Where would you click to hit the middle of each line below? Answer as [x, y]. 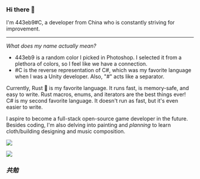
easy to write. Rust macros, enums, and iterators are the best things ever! [96, 94]
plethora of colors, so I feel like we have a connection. [81, 64]
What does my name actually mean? [51, 46]
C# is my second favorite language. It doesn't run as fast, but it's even [92, 101]
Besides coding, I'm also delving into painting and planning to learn [89, 125]
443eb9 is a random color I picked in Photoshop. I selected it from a [98, 58]
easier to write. [24, 107]
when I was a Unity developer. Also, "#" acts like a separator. [90, 76]
